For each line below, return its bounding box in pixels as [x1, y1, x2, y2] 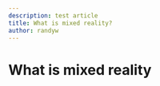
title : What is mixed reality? [8, 19, 113, 27]
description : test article [8, 11, 98, 20]
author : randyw [8, 26, 59, 34]
